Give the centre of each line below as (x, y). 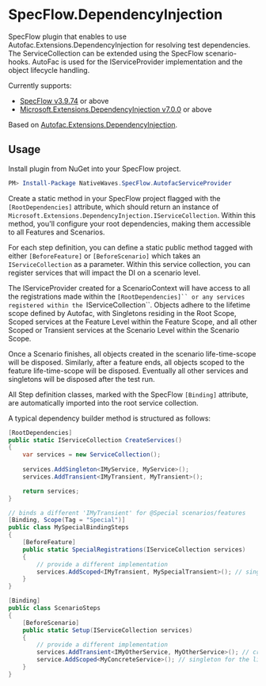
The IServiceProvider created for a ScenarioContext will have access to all (129, 288)
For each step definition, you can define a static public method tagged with (131, 247)
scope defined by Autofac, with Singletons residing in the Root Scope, (122, 313)
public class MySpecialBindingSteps (68, 528)
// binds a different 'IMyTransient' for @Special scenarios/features (127, 513)
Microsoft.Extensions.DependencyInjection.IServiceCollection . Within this (132, 215)
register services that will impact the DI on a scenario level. (104, 272)
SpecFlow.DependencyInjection (116, 15)
